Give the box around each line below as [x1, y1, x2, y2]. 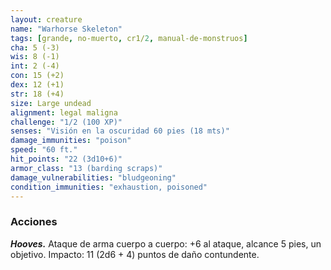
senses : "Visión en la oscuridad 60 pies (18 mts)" [10, 126, 230, 136]
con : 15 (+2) [10, 71, 65, 81]
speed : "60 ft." [10, 145, 78, 155]
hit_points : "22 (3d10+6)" [10, 154, 123, 164]
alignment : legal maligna [10, 107, 118, 118]
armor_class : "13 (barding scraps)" [10, 163, 163, 173]
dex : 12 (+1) [10, 80, 65, 90]
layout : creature [10, 14, 83, 25]
